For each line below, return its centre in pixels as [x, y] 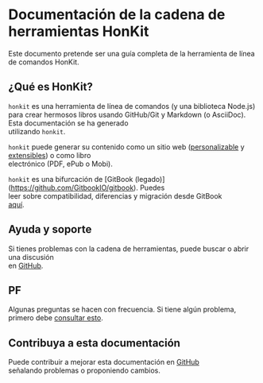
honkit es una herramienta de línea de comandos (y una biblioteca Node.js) [132, 106]
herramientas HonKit [79, 31]
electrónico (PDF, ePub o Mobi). [60, 164]
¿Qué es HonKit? [50, 87]
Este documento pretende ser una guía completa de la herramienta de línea [132, 53]
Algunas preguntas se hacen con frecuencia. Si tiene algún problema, [122, 309]
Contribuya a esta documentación [95, 343]
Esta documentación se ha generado [68, 123]
